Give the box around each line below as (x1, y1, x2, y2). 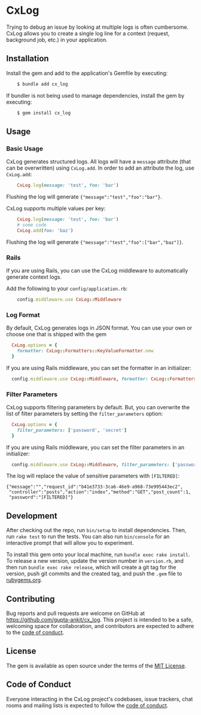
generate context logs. (6, 273, 62, 280)
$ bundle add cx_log (17, 81, 68, 87)
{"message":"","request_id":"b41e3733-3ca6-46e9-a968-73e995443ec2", (6, 484, 184, 490)
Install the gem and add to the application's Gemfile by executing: (6, 70, 168, 77)
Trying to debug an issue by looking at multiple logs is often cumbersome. (6, 23, 189, 31)
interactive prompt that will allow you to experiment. (6, 539, 134, 547)
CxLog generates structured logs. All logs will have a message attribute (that (6, 158, 191, 165)
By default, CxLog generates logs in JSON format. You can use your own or (6, 324, 193, 331)
